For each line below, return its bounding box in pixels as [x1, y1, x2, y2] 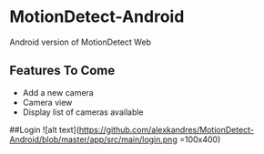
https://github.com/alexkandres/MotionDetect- [78, 124, 255, 135]
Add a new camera [22, 87, 94, 98]
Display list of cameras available [22, 107, 144, 118]
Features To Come [9, 63, 116, 78]
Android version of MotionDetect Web [9, 36, 152, 47]
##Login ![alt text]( [9, 124, 80, 135]
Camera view [22, 97, 73, 108]
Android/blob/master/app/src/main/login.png [9, 134, 178, 145]
